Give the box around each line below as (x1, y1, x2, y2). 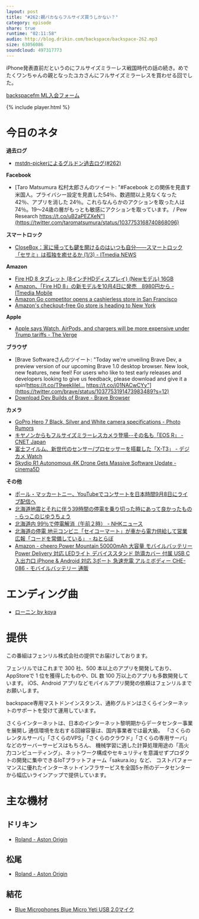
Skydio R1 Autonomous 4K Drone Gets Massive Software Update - (14, 459, 176, 466)
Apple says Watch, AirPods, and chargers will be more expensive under (14, 324, 190, 332)
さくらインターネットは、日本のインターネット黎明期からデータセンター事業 (6, 719, 193, 726)
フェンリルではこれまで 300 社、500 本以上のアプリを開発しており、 (6, 665, 175, 672)
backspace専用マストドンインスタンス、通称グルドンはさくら (6, 699, 158, 706)
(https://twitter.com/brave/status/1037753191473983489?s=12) (14, 388, 169, 395)
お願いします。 (6, 687, 43, 694)
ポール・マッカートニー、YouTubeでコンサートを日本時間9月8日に (14, 490, 178, 497)
